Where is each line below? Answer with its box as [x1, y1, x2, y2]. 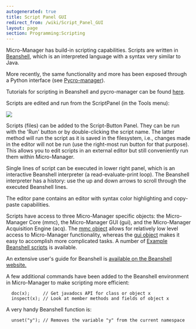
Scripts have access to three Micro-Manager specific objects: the [6, 212, 165, 220]
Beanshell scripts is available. [6, 244, 77, 251]
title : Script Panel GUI [6, 14, 67, 20]
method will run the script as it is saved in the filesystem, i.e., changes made [6, 135, 191, 142]
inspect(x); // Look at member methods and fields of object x [11, 295, 169, 302]
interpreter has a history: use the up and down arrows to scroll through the [6, 177, 187, 184]
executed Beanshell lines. [6, 184, 68, 191]
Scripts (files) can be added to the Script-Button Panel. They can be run [6, 122, 180, 129]
